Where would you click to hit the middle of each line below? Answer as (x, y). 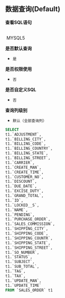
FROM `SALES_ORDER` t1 (29, 290)
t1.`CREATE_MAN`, (23, 167)
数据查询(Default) (33, 9)
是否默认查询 (18, 48)
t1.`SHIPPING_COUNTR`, (29, 238)
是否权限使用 (18, 69)
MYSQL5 (16, 38)
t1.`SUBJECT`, (20, 262)
